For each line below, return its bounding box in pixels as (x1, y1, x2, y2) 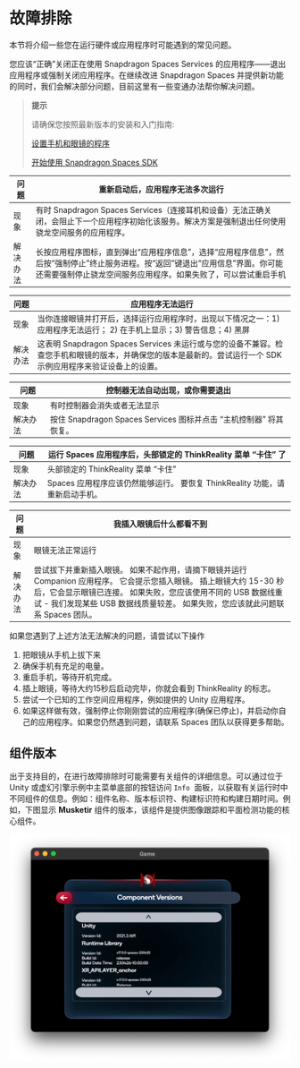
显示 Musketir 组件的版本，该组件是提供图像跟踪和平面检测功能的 (39, 805, 283, 816)
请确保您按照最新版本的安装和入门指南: (30, 118, 175, 130)
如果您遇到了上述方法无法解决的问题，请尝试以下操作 (9, 630, 205, 641)
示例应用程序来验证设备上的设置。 (37, 361, 162, 372)
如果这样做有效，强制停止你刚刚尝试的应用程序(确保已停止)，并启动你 (21, 705, 279, 716)
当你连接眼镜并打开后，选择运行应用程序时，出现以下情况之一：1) (37, 313, 280, 324)
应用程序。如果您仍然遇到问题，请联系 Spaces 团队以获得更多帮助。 (37, 717, 289, 728)
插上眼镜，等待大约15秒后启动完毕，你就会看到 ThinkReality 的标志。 (21, 683, 276, 694)
